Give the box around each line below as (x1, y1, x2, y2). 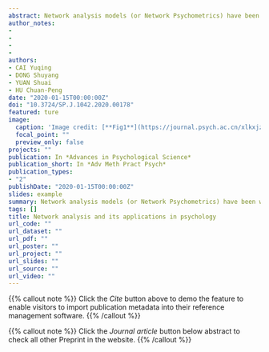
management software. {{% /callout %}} (8, 311, 142, 321)
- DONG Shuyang (8, 71, 59, 79)
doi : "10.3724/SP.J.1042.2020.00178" (8, 101, 134, 109)
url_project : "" (8, 250, 62, 258)
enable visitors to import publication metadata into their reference (8, 302, 225, 312)
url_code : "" (8, 220, 52, 228)
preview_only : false (15, 138, 84, 146)
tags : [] (8, 205, 38, 213)
